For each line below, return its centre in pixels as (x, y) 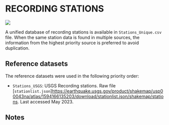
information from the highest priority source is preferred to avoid (72, 43)
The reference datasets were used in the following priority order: (72, 76)
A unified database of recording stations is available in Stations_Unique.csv (83, 32)
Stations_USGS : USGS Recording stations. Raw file (64, 85)
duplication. (17, 48)
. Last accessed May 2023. (46, 101)
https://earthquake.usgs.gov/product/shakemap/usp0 (108, 91)
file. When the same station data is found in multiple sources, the (72, 37)
